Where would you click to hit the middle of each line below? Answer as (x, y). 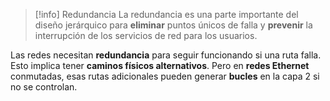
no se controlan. (44, 87)
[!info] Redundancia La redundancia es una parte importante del (166, 14)
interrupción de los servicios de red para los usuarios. (146, 35)
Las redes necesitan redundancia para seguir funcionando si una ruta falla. (166, 55)
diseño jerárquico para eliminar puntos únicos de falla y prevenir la (173, 25)
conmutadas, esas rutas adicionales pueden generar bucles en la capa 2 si (165, 76)
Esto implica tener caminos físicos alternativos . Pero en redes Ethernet (160, 65)
